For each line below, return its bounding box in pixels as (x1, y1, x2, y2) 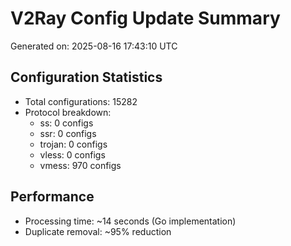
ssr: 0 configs (39, 127, 97, 139)
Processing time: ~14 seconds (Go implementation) (24, 215, 237, 227)
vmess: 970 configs (39, 159, 122, 171)
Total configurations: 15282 (24, 95, 138, 107)
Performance (10, 188, 95, 206)
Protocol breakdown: (24, 106, 112, 118)
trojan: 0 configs (39, 138, 108, 150)
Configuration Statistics (10, 69, 163, 86)
